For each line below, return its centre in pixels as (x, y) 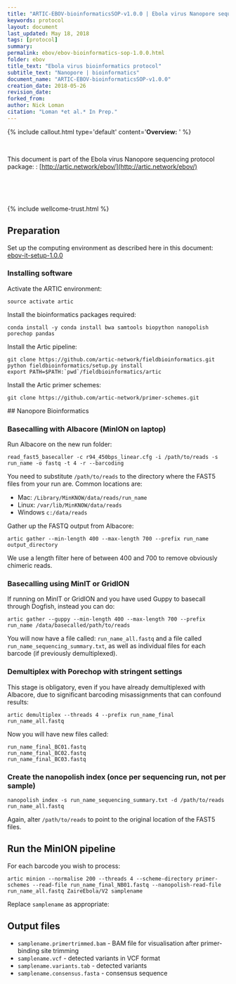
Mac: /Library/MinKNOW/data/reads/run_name (82, 498)
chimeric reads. (30, 566)
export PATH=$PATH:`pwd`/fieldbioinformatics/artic (84, 372)
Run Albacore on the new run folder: (60, 444)
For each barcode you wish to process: (64, 866)
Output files (34, 926)
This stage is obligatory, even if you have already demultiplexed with (106, 687)
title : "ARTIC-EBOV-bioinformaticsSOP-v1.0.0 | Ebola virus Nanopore (111, 14)
